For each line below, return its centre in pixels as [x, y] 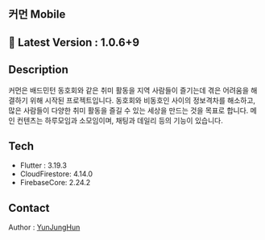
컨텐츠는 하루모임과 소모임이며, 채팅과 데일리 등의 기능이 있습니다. [120, 120]
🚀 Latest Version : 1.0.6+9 [74, 42]
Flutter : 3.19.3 [43, 166]
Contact [29, 208]
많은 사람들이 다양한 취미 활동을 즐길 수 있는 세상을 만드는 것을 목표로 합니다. [128, 110]
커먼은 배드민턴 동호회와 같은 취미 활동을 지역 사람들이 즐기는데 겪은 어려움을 [129, 90]
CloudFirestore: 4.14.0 [56, 174]
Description [38, 70]
